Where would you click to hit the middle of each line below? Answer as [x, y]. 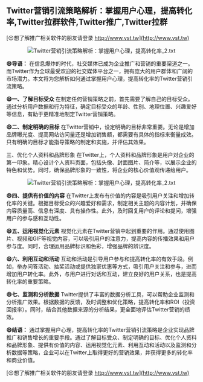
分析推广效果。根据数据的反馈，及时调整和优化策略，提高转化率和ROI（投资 [101, 302]
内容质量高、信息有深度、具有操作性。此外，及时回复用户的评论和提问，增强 [101, 211]
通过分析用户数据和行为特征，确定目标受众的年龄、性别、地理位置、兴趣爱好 [101, 106]
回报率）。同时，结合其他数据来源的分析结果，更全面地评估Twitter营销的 [96, 309]
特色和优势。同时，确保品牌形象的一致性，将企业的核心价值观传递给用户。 [99, 170]
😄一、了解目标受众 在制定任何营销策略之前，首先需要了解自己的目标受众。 [100, 99]
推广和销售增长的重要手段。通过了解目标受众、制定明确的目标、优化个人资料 [101, 337]
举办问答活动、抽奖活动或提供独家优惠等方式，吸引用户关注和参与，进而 [107, 266]
